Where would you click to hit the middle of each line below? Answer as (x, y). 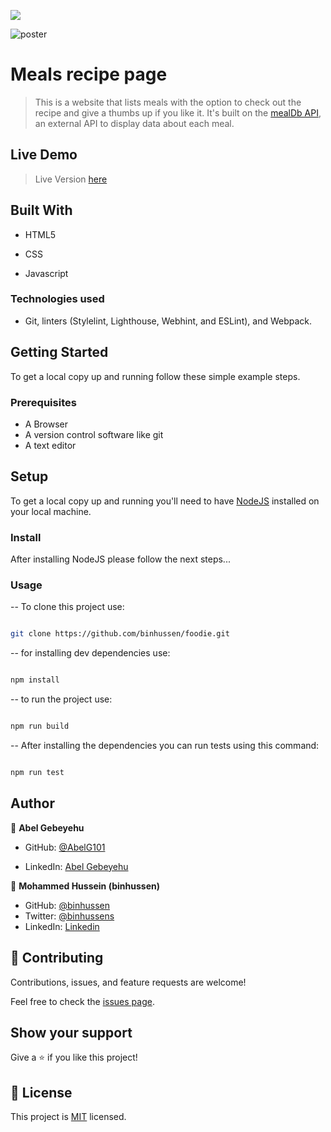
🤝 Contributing (57, 958)
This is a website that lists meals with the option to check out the (168, 102)
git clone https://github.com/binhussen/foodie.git (120, 634)
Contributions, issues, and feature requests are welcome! (128, 982)
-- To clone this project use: (67, 607)
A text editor (50, 445)
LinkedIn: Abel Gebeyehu (76, 866)
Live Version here (71, 179)
